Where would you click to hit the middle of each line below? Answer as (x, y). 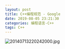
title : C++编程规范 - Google (33, 14)
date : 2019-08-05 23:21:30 (32, 18)
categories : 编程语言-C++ (30, 23)
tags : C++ (15, 28)
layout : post (18, 9)
